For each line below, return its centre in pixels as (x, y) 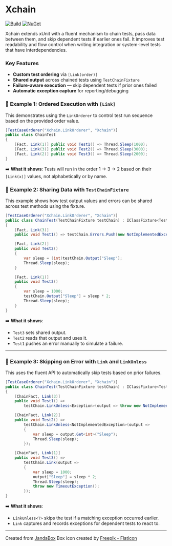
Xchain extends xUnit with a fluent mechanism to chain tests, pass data (81, 33)
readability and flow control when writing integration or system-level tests (83, 44)
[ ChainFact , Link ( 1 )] (37, 453)
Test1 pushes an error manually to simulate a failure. (68, 343)
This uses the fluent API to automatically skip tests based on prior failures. (84, 373)
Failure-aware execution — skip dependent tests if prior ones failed (85, 85)
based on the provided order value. (42, 121)
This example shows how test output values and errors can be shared (79, 201)
